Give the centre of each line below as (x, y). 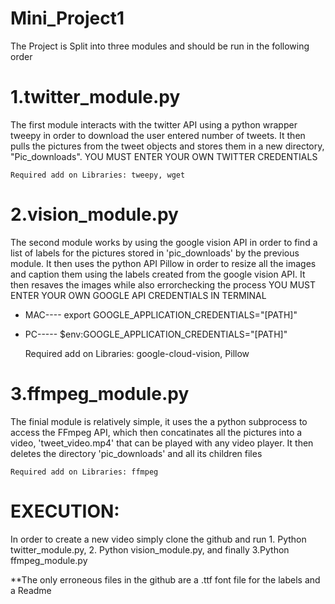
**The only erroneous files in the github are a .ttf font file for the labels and (165, 579)
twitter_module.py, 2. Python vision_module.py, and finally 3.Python (150, 549)
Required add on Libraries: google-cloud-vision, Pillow (137, 353)
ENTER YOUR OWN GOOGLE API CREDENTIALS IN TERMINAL (138, 295)
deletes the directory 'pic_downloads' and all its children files (136, 453)
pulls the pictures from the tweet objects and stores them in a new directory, (167, 146)
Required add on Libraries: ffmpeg (84, 472)
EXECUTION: (65, 511)
